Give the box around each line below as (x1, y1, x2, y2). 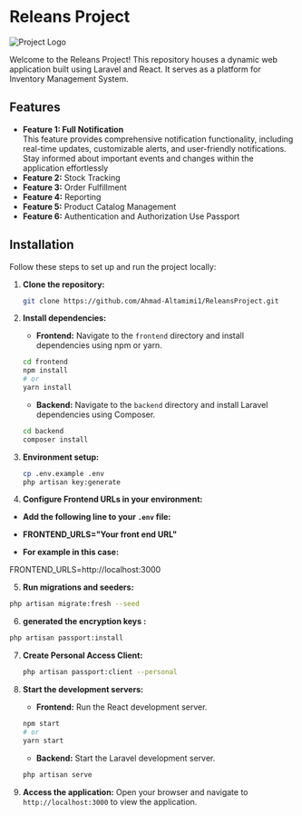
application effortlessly (22, 162, 109, 174)
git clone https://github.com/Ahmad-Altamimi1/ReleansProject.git (22, 296, 279, 305)
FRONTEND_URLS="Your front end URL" (22, 529, 178, 540)
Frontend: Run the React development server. (35, 702, 208, 712)
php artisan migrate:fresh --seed (9, 600, 141, 609)
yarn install (22, 383, 73, 393)
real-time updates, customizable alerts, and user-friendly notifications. (22, 143, 287, 154)
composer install (22, 434, 89, 444)
